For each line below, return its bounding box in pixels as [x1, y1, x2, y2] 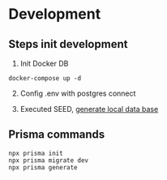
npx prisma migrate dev [8, 156, 89, 165]
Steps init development [8, 37, 128, 51]
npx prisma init [8, 149, 63, 157]
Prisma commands [8, 127, 105, 142]
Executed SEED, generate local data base [19, 105, 159, 114]
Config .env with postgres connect [19, 88, 136, 98]
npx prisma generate [8, 163, 79, 171]
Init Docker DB [19, 58, 69, 68]
